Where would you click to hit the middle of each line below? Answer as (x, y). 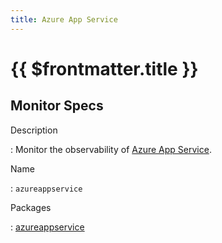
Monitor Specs (57, 106)
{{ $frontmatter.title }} (104, 68)
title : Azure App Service (64, 19)
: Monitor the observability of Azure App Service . (111, 149)
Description (34, 130)
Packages (31, 207)
